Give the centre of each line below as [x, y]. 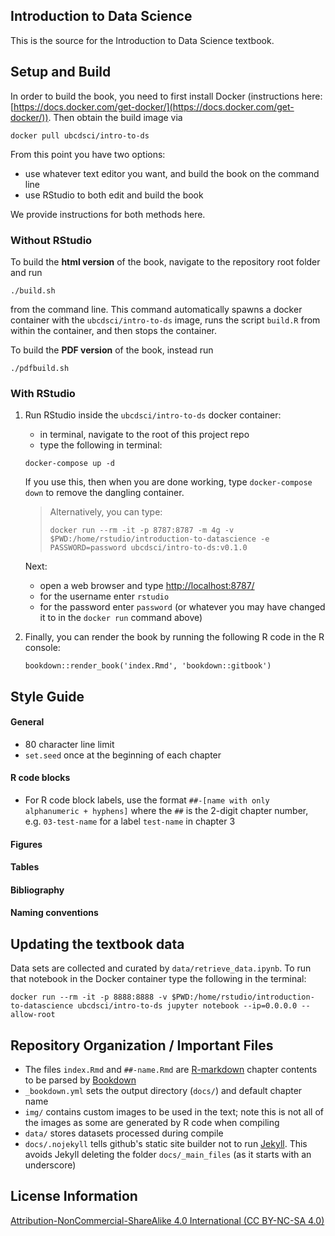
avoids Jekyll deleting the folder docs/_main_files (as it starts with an [168, 1155]
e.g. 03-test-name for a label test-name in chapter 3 [130, 821]
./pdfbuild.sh [40, 368]
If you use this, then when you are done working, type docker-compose [168, 482]
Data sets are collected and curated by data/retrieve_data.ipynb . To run [161, 968]
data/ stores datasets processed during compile [124, 1133]
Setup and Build [61, 72]
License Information [74, 1196]
